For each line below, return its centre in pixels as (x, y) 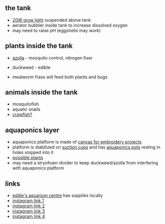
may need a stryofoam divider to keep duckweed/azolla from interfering (85, 163)
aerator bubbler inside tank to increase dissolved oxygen (70, 25)
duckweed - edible (31, 67)
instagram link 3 (29, 211)
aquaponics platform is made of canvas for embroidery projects (77, 142)
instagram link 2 (29, 206)
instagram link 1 (28, 201)
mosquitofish (26, 104)
